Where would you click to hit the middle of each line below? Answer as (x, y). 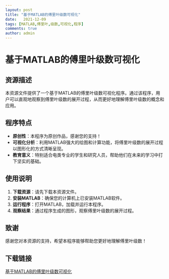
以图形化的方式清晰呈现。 (39, 149)
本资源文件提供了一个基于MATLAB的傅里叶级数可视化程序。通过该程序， (80, 93)
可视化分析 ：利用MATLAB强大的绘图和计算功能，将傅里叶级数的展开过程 (88, 142)
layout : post (19, 10)
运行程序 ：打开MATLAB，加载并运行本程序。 (59, 204)
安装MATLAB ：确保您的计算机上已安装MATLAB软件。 (68, 198)
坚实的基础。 (30, 161)
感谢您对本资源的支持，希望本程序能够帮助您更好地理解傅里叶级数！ (76, 241)
